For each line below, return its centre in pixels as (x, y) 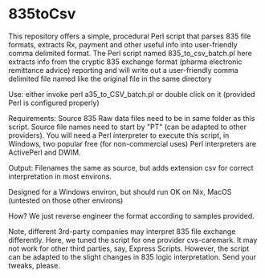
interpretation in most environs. (60, 176)
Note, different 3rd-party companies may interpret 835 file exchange (122, 231)
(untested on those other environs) (66, 200)
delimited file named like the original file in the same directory (110, 79)
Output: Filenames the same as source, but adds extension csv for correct (131, 167)
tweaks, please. (34, 265)
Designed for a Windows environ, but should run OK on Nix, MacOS (120, 191)
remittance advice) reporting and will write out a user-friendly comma (123, 70)
